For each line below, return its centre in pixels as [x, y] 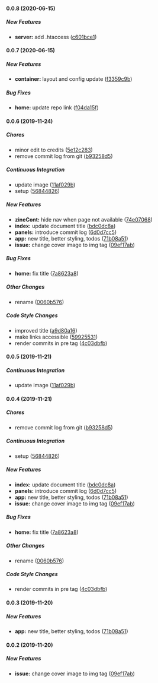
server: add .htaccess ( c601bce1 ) [56, 37]
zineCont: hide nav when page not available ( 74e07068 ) [83, 219]
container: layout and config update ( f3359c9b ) [73, 79]
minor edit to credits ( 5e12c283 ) [54, 150]
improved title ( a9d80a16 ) [46, 330]
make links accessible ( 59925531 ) [56, 337]
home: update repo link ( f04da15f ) [57, 107]
